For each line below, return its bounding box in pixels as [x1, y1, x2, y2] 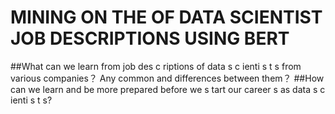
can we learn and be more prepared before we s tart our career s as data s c [10, 83, 326, 95]
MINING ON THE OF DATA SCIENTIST [10, 6, 323, 29]
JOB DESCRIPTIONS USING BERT [10, 27, 290, 50]
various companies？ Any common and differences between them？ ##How [10, 72, 325, 84]
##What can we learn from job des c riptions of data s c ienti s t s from [10, 60, 302, 72]
